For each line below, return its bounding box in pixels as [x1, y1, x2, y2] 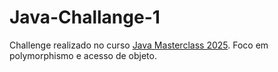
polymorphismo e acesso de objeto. [9, 49, 157, 61]
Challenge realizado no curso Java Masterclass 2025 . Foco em [9, 39, 269, 51]
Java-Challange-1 [9, 6, 161, 29]
